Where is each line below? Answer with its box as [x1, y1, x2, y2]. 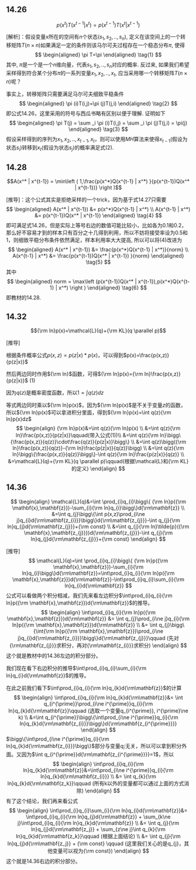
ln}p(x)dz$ [6, 416, 32, 423]
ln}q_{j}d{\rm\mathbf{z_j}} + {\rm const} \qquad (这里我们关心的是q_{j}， [7, 839, 184, 847]
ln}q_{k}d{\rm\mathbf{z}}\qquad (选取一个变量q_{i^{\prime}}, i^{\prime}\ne [8, 707, 188, 714]
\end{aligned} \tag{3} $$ [68, 126, 129, 133]
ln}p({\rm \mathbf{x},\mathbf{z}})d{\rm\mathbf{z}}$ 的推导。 [6, 599, 153, 606]
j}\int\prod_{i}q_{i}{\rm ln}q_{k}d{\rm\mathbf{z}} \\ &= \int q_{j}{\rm [17, 819, 180, 827]
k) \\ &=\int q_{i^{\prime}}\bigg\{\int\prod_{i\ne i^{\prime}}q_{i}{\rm [18, 713, 178, 721]
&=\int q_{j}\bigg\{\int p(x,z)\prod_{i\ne [51, 510, 145, 517]
